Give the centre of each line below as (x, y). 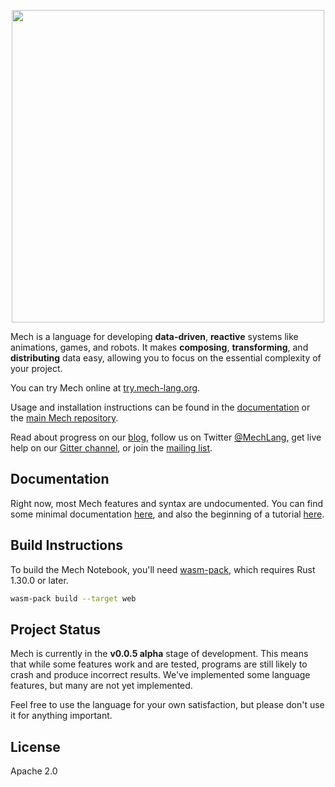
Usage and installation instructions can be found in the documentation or (160, 407)
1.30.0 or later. (39, 580)
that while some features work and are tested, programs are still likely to (159, 664)
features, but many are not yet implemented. (101, 686)
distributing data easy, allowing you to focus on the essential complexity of (166, 358)
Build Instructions (67, 545)
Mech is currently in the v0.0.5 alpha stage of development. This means (159, 654)
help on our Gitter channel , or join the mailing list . (111, 448)
